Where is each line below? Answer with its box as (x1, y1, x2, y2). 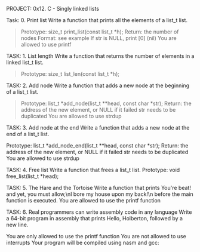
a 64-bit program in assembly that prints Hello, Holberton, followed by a (6, 215, 183, 222)
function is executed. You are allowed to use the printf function (6, 197, 161, 204)
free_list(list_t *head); (6, 173, 59, 180)
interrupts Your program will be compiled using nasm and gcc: (6, 239, 159, 246)
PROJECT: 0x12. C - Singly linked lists (6, 5, 100, 12)
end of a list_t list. (6, 131, 50, 137)
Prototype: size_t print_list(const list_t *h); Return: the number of (20, 28, 179, 35)
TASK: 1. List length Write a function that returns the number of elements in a (6, 53, 195, 59)
